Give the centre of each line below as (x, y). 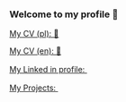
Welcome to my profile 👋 (64, 14)
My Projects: (33, 88)
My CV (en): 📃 (35, 51)
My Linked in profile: (47, 70)
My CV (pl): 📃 (34, 34)
